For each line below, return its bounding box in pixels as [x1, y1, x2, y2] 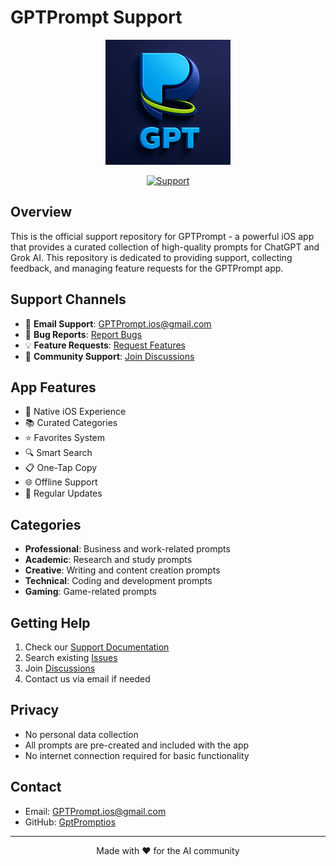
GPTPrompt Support [10, 6, 183, 29]
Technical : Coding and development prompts [24, 575, 213, 587]
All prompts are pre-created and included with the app [24, 739, 250, 751]
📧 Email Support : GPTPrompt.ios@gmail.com [24, 317, 212, 330]
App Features [10, 379, 97, 396]
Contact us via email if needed [24, 673, 151, 685]
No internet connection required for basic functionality [24, 749, 250, 761]
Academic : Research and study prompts [24, 554, 193, 566]
